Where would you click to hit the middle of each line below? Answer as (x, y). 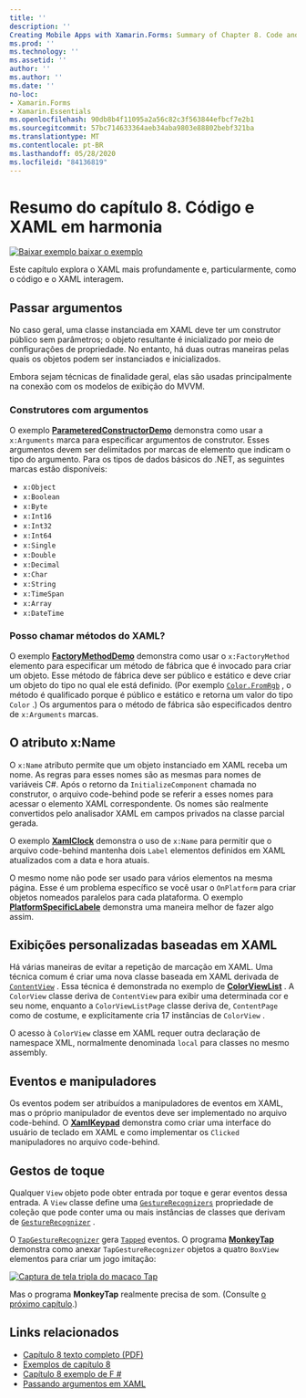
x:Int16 (37, 516)
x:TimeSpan (43, 594)
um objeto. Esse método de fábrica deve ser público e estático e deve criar (150, 675)
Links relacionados (65, 1333)
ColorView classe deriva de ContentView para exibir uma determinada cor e (149, 996)
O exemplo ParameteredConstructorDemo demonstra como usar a (136, 430)
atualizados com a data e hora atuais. (80, 860)
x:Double (39, 555)
